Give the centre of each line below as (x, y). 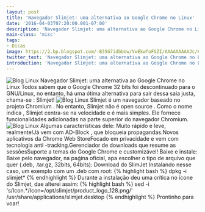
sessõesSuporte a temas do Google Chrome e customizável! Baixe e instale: (102, 151)
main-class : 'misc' (31, 35)
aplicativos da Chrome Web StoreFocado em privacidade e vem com (92, 138)
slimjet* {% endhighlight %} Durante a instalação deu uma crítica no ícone (100, 177)
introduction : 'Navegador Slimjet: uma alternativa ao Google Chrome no (101, 63)
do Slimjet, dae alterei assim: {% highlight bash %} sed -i (78, 184)
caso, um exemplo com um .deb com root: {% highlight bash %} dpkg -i (97, 171)
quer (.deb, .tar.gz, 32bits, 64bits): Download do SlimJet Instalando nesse (99, 164)
